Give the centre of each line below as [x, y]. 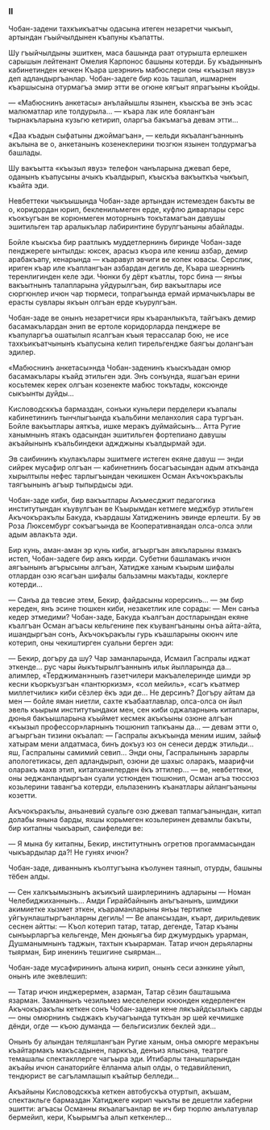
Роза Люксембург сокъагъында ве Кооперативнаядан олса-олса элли [131, 526]
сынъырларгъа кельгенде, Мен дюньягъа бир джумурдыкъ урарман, [128, 935]
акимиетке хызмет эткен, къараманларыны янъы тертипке [110, 909]
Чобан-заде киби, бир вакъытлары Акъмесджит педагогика [112, 501]
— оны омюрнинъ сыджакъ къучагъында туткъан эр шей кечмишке [126, 1018]
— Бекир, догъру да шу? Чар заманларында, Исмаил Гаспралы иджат [129, 658]
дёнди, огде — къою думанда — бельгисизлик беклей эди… [112, 1026]
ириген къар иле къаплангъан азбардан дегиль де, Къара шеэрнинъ [127, 268]
